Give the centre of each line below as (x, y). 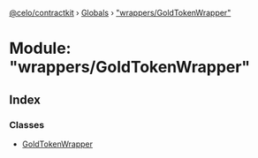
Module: (40, 49)
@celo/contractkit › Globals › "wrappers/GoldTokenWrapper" (120, 13)
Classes (27, 124)
